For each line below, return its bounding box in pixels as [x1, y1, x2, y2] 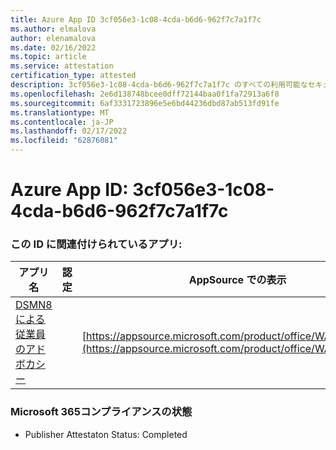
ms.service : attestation [10, 61, 114, 71]
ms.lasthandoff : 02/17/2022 [10, 126, 128, 136]
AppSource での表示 [188, 273, 287, 287]
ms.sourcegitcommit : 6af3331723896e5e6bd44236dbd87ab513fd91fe [10, 98, 280, 108]
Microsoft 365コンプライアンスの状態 [10, 405, 193, 419]
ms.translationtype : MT [10, 107, 110, 118]
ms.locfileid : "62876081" [10, 136, 118, 146]
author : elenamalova [10, 33, 97, 43]
